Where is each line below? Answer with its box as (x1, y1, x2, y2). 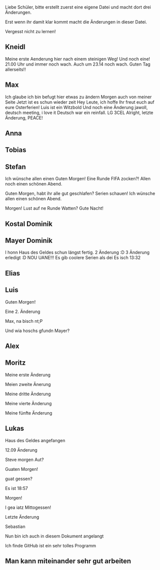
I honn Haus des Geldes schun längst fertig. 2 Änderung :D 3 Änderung (5, 249, 150, 256)
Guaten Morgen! (5, 466, 38, 472)
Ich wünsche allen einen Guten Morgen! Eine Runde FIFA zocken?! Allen (5, 176, 151, 182)
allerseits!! (5, 66, 26, 72)
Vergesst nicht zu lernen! (5, 29, 56, 34)
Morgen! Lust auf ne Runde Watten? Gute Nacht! (5, 205, 104, 211)
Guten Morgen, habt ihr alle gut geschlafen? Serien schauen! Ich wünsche (5, 190, 156, 196)
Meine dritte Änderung (5, 391, 51, 397)
